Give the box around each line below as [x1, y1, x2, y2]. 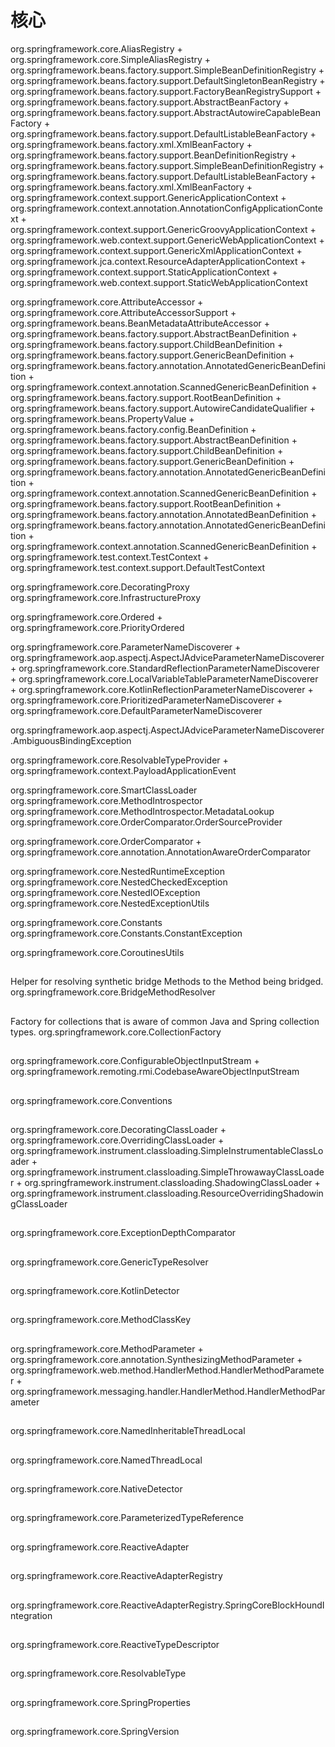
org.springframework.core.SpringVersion [10, 1726, 180, 1738]
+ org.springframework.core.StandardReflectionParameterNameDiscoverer [10, 662, 320, 674]
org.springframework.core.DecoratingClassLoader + [10, 1123, 227, 1135]
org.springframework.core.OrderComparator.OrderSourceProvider [10, 816, 283, 828]
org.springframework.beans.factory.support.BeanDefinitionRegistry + [10, 149, 297, 161]
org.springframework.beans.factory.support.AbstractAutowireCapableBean [10, 106, 321, 118]
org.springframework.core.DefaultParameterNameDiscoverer [10, 704, 263, 716]
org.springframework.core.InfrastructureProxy [10, 591, 202, 603]
